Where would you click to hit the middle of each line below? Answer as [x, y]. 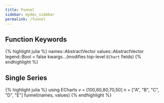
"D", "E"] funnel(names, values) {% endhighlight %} [58, 95]
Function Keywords [36, 39]
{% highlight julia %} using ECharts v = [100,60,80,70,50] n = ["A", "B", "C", [82, 90]
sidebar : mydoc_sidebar [30, 14]
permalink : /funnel [25, 19]
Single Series [26, 78]
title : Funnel [20, 10]
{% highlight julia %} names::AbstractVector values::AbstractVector [74, 51]
